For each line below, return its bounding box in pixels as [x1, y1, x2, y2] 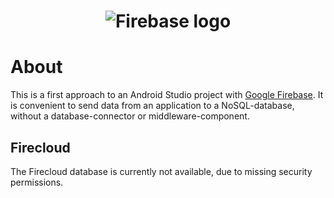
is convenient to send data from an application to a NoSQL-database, [10, 100, 295, 112]
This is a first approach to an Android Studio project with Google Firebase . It [10, 89, 324, 101]
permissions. [10, 176, 64, 188]
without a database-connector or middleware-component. [10, 110, 250, 122]
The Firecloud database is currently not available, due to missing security [10, 165, 313, 177]
